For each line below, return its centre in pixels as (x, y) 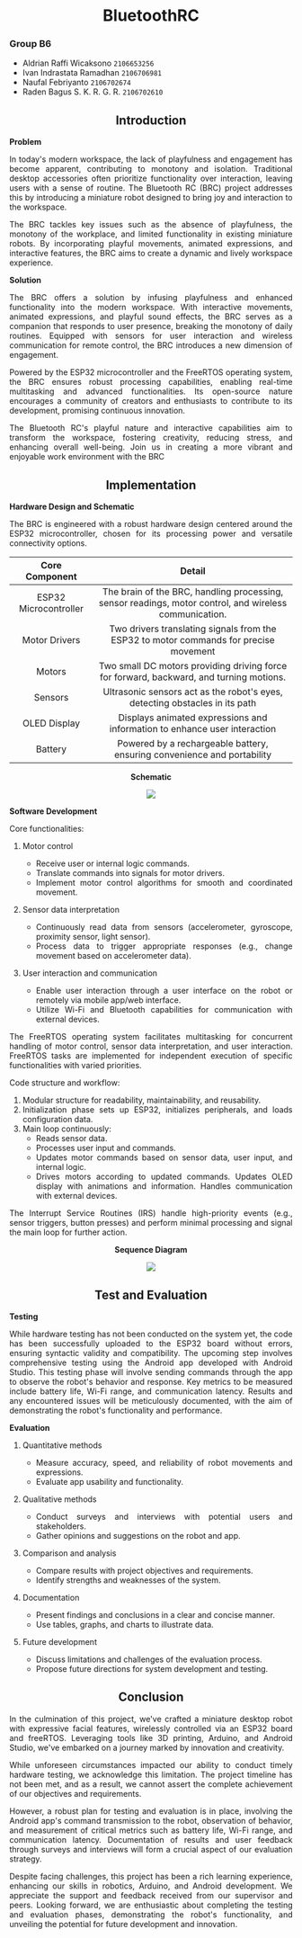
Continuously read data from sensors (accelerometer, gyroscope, (164, 927)
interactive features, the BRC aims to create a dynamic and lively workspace (151, 254)
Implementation (151, 485)
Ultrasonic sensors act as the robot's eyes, (193, 692)
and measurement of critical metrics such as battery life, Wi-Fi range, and (151, 1830)
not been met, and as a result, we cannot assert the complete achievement (151, 1784)
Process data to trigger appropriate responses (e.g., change (164, 946)
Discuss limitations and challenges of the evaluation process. (149, 1659)
